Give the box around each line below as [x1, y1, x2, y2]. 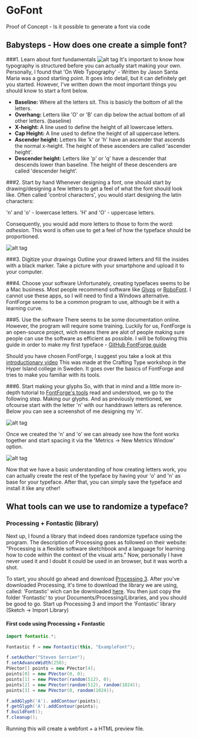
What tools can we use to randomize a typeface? [6, 502, 188, 512]
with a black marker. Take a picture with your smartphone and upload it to [6, 262, 185, 269]
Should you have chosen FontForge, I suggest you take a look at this [6, 352, 172, 359]
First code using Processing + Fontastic [6, 620, 105, 627]
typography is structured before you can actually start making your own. [6, 62, 182, 69]
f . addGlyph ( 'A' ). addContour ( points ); [6, 698, 101, 704]
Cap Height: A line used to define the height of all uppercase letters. [14, 130, 181, 137]
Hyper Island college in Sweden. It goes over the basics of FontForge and [6, 365, 184, 372]
